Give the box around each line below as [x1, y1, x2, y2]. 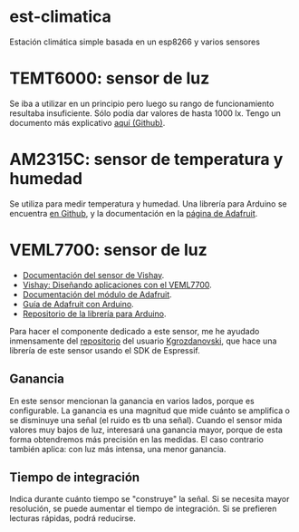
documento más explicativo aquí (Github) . [9, 117, 166, 128]
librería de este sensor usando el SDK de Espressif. [9, 344, 201, 355]
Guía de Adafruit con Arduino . [22, 298, 134, 309]
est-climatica [9, 6, 111, 27]
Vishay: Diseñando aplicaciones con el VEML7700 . [22, 279, 213, 290]
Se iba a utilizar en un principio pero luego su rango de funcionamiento [9, 98, 275, 109]
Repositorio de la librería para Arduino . [22, 308, 167, 319]
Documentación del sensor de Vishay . [22, 269, 165, 280]
